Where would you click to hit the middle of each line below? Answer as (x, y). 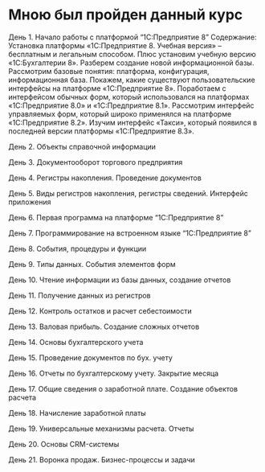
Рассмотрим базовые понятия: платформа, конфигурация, (109, 71)
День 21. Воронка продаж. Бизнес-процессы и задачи (102, 459)
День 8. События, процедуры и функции (77, 248)
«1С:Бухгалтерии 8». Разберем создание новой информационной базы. (131, 63)
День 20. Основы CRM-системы (64, 444)
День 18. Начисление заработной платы (77, 412)
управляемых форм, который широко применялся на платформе (120, 113)
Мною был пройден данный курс (126, 15)
